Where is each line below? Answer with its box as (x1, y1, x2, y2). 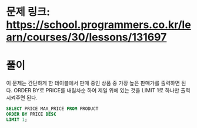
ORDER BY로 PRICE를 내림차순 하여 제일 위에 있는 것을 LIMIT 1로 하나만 (14, 87, 179, 94)
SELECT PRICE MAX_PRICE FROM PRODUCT (6, 106, 99, 112)
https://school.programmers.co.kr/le (6, 18, 191, 32)
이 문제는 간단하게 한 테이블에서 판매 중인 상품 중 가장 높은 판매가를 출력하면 (6, 79, 181, 87)
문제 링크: (6, 5, 51, 19)
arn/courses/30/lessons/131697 (6, 30, 167, 44)
